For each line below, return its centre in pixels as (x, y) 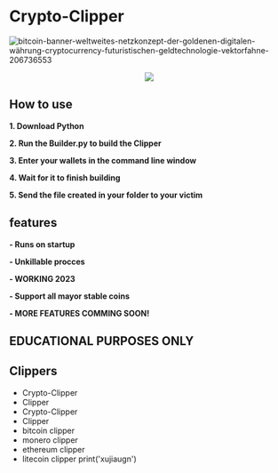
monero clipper (50, 440)
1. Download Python (47, 125)
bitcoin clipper (48, 430)
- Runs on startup (42, 244)
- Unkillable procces (48, 261)
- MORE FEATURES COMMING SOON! (79, 313)
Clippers (33, 371)
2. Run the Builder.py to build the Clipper (85, 143)
